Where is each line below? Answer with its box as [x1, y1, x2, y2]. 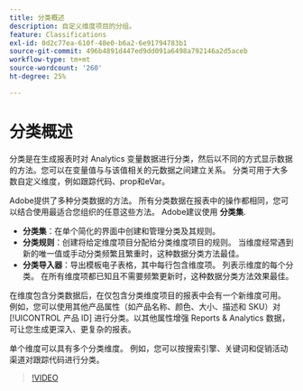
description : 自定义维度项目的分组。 [9, 22, 136, 31]
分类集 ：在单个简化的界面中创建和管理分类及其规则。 [22, 225, 221, 236]
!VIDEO [31, 372, 59, 383]
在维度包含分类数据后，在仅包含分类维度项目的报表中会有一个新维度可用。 [9, 290, 286, 301]
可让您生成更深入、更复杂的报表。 [9, 323, 136, 334]
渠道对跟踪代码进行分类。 [9, 354, 105, 365]
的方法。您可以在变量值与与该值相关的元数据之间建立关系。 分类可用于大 [9, 164, 280, 175]
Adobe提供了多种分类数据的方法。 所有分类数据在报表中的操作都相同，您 [9, 195, 281, 206]
